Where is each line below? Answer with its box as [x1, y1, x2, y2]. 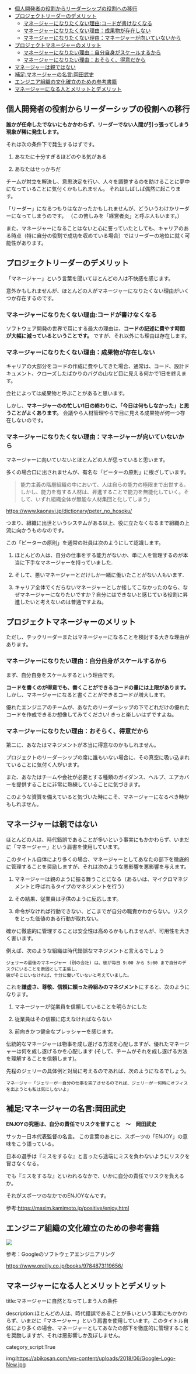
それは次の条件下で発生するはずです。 [6, 140, 98, 147]
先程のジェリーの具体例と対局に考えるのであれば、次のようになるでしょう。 [6, 1067, 190, 1075]
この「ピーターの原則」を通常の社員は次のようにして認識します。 [6, 539, 164, 546]
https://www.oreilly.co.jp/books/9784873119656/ [6, 1262, 124, 1269]
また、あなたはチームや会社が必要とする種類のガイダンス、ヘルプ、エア [6, 773, 179, 780]
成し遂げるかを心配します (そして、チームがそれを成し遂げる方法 [31, 1048, 188, 1055]
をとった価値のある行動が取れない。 [14, 915, 102, 922]
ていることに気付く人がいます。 [6, 761, 83, 768]
